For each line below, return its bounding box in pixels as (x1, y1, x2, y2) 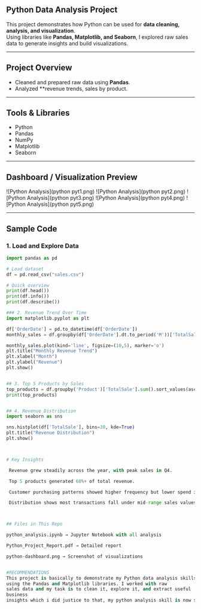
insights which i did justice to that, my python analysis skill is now (6, 598, 191, 604)
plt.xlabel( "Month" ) (6, 354, 58, 360)
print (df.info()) (6, 293, 50, 300)
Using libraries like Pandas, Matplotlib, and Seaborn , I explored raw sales (6, 33, 188, 41)
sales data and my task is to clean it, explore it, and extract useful (6, 586, 191, 592)
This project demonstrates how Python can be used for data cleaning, (6, 20, 180, 28)
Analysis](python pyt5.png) (26, 200, 95, 208)
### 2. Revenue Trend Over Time (6, 310, 87, 316)
